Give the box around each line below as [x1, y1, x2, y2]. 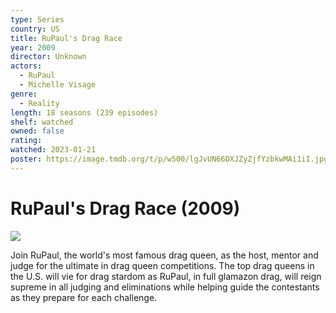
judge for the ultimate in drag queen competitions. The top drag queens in [10, 259, 315, 271]
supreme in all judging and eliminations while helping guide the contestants [10, 281, 320, 293]
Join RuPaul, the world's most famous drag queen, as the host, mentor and [10, 249, 319, 261]
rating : [10, 136, 43, 146]
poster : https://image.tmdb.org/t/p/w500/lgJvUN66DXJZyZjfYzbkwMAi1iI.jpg [10, 154, 329, 164]
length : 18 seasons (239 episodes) [10, 107, 159, 118]
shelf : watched [10, 117, 74, 127]
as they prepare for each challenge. [10, 291, 158, 303]
